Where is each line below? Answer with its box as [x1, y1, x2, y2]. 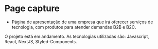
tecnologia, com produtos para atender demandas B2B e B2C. [11, 24, 137, 30]
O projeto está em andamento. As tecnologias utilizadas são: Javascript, [4, 33, 149, 39]
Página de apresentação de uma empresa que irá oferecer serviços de [11, 19, 154, 25]
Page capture [4, 3, 60, 14]
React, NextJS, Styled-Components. [4, 38, 77, 44]
